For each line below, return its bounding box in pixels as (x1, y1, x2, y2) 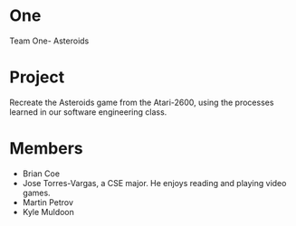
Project (9, 67, 65, 88)
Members (9, 138, 83, 159)
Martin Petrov (22, 196, 74, 208)
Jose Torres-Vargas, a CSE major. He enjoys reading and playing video (22, 177, 287, 188)
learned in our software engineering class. (9, 106, 167, 118)
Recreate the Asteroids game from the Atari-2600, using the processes (9, 97, 274, 108)
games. (22, 187, 52, 198)
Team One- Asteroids (9, 35, 90, 46)
